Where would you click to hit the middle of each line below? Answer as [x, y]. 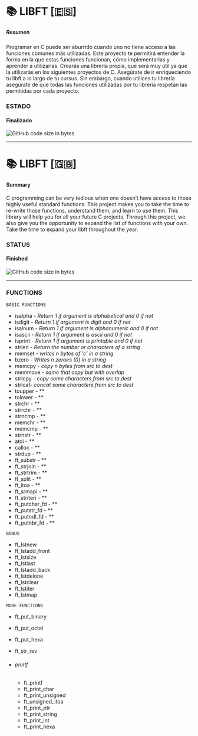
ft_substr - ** [31, 460]
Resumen [18, 32]
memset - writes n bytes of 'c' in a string [64, 354]
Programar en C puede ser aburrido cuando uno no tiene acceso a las [91, 47]
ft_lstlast [25, 564]
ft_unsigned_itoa [43, 702]
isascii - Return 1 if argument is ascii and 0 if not [73, 335]
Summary [18, 185]
